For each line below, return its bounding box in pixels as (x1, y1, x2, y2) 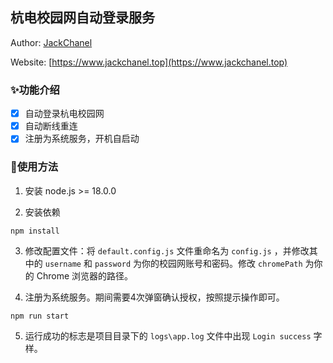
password (94, 259, 132, 269)
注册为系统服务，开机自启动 (24, 133, 140, 145)
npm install (10, 226, 60, 236)
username (44, 259, 82, 269)
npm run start (10, 311, 70, 321)
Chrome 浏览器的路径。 (36, 269, 134, 282)
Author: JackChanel (10, 36, 93, 48)
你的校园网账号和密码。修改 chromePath (141, 257, 303, 269)
